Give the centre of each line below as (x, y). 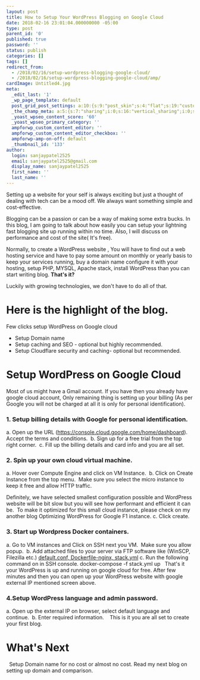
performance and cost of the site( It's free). (59, 237)
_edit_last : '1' (32, 95)
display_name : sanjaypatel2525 (50, 167)
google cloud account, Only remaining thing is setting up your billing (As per (99, 397)
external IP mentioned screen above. (51, 582)
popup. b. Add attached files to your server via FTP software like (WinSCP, (98, 551)
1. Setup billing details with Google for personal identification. (97, 419)
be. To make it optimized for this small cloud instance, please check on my (98, 510)
